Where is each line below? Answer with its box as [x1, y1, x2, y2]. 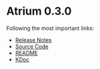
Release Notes [15, 36, 52, 43]
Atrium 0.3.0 [6, 4, 72, 18]
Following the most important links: [6, 24, 95, 32]
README [15, 49, 38, 56]
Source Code [15, 43, 49, 50]
